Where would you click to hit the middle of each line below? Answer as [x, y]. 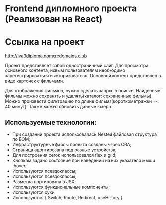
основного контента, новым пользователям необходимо [65, 70]
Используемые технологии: [51, 122]
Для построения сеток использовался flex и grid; [65, 155]
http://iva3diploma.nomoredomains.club [46, 56]
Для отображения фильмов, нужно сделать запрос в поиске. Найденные [83, 91]
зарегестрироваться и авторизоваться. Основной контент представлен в [83, 76]
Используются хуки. [34, 192]
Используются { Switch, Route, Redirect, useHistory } [67, 197]
